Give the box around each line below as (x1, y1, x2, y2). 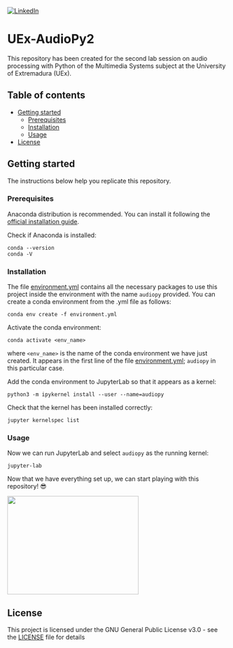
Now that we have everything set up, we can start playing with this (7, 474, 199, 483)
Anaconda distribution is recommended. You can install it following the (7, 210, 211, 218)
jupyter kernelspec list (7, 417, 80, 424)
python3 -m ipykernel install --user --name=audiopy (7, 391, 164, 398)
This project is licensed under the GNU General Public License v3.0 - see (7, 626, 218, 634)
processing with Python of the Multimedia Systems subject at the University (7, 62, 226, 70)
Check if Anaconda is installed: (7, 231, 97, 239)
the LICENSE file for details (7, 633, 85, 642)
